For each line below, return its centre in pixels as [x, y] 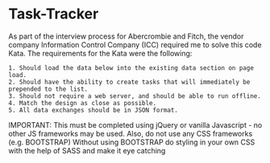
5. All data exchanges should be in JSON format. [93, 110]
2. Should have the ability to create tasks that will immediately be [129, 82]
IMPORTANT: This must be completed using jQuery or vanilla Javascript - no [135, 124]
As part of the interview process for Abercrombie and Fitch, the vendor [126, 36]
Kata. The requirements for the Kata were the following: [100, 53]
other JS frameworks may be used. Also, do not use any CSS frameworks [131, 133]
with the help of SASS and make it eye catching [87, 150]
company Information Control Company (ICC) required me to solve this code [135, 44]
